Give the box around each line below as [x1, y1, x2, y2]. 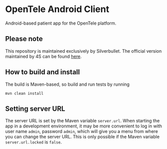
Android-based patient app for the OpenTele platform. [5, 20, 117, 26]
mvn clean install [5, 91, 44, 96]
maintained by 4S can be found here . [5, 53, 82, 59]
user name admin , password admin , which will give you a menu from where [5, 128, 158, 134]
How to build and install [5, 68, 80, 76]
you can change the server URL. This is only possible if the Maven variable [5, 134, 159, 140]
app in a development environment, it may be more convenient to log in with [5, 123, 162, 129]
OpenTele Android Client [5, 4, 109, 15]
